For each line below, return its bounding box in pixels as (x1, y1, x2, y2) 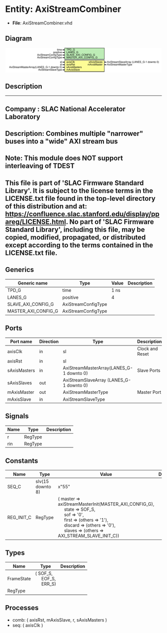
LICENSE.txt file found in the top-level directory (5, 194, 156, 202)
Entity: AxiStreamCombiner (5, 3, 121, 15)
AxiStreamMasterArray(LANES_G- (63, 364, 133, 371)
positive (62, 294, 79, 300)
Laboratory (5, 112, 41, 121)
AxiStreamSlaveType (63, 396, 105, 402)
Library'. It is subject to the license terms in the (5, 186, 153, 195)
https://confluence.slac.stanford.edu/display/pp (5, 210, 160, 218)
